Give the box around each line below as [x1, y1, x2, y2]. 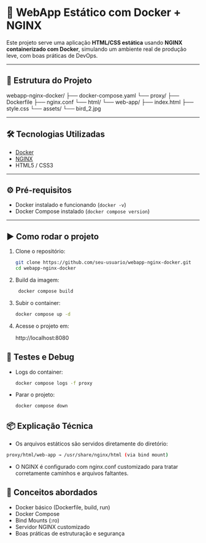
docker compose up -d [15, 311, 71, 317]
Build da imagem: [15, 276, 59, 283]
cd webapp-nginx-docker [15, 265, 77, 272]
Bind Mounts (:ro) [15, 517, 60, 524]
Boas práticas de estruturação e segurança [15, 530, 125, 537]
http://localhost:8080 [15, 334, 69, 341]
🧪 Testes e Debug [6, 352, 75, 363]
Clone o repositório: [15, 248, 66, 255]
